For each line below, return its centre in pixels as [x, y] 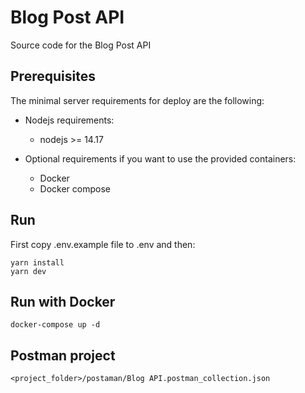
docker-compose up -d [55, 325]
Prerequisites [53, 76]
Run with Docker [63, 301]
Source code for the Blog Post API [81, 45]
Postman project [63, 355]
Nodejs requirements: [69, 120]
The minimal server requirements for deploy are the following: [137, 100]
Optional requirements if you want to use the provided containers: [160, 158]
